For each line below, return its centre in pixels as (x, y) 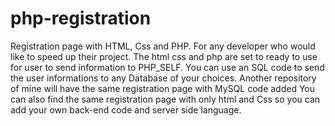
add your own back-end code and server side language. (126, 109)
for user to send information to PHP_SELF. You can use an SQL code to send (167, 67)
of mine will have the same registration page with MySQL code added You (163, 88)
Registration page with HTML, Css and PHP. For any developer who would (163, 46)
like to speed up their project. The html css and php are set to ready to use (164, 56)
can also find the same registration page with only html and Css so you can (165, 99)
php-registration (81, 18)
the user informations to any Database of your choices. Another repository (163, 78)
